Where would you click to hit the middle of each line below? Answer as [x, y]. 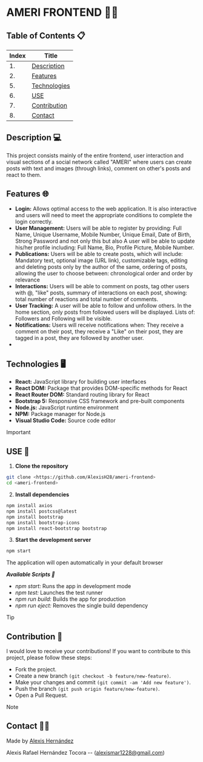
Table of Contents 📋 [46, 36]
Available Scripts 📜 [31, 575]
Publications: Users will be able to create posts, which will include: [99, 254]
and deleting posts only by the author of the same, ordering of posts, [101, 266]
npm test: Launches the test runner [59, 593]
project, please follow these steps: [49, 658]
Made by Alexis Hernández [40, 741]
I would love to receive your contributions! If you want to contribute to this [98, 651]
